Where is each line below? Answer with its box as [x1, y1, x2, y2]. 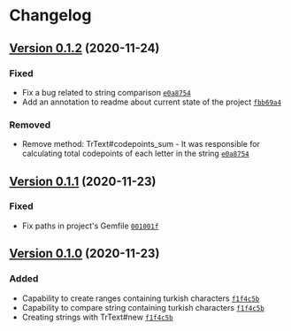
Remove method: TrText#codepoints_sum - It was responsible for [21, 139, 261, 150]
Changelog [9, 5, 92, 26]
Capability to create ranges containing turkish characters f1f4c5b [21, 293, 260, 304]
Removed [9, 119, 51, 131]
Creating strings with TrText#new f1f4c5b [21, 312, 174, 322]
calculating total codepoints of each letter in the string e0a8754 [21, 148, 249, 159]
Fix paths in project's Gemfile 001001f [21, 220, 159, 231]
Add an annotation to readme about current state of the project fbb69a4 [21, 96, 281, 107]
